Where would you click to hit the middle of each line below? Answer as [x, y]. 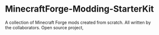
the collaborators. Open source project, [44, 27]
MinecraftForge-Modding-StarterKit [79, 9]
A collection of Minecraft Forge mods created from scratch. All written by [78, 22]
